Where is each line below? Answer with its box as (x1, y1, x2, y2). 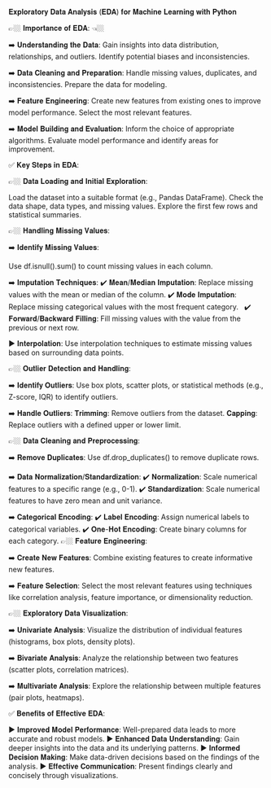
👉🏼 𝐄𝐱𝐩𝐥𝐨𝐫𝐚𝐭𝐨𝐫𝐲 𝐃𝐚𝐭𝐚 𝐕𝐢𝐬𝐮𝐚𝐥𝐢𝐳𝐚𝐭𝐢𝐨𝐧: (8, 608, 129, 618)
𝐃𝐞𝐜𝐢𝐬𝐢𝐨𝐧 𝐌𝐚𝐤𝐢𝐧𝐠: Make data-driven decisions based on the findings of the (8, 752, 260, 762)
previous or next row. (8, 323, 80, 332)
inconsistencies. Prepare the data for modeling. (8, 80, 168, 89)
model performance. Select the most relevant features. (8, 107, 193, 117)
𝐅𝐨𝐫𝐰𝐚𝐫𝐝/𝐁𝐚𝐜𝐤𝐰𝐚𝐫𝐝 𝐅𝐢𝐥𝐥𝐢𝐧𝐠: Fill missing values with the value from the (8, 313, 242, 323)
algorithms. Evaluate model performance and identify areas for (8, 136, 219, 145)
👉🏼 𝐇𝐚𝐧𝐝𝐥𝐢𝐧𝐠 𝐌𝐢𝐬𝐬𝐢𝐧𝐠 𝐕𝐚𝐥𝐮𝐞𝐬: (8, 225, 110, 235)
